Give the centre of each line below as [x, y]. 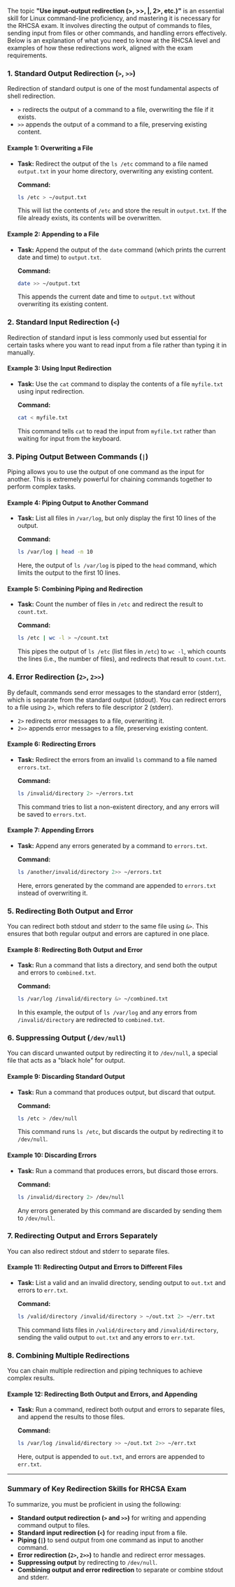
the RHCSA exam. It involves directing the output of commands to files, [109, 26]
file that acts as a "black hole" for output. [66, 1061]
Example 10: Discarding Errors [52, 1155]
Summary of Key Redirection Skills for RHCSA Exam [97, 1489]
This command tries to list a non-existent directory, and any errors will [118, 807]
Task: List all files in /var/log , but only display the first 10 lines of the [117, 518]
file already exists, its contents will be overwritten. [90, 218]
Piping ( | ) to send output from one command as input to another [111, 1540]
